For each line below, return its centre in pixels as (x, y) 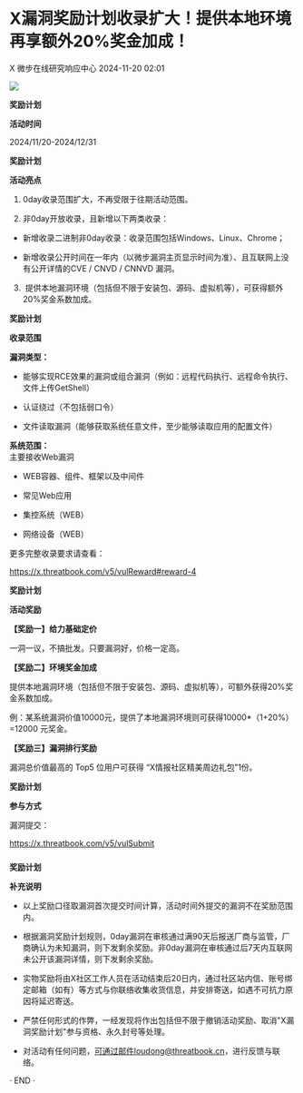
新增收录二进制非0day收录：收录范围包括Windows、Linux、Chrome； (154, 238)
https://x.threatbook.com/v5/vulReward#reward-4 (103, 571)
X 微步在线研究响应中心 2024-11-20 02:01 (87, 68)
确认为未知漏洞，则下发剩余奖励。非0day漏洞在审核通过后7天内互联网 (161, 947)
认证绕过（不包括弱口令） (70, 407)
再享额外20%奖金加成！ (99, 41)
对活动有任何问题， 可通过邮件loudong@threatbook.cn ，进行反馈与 (147, 1050)
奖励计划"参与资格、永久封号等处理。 (100, 1031)
